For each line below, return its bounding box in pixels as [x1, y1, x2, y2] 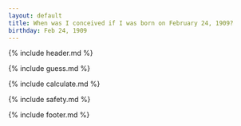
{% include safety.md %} [8, 95, 91, 104]
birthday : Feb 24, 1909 [8, 26, 88, 34]
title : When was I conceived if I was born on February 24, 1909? [8, 19, 234, 27]
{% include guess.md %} [8, 64, 90, 73]
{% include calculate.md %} [8, 79, 101, 89]
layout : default [8, 11, 62, 20]
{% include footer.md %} [8, 110, 90, 120]
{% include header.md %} [8, 49, 93, 58]
